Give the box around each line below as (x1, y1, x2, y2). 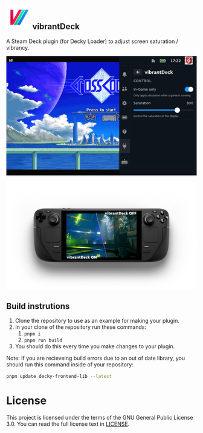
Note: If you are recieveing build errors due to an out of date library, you (6, 354, 185, 362)
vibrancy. (6, 44, 30, 51)
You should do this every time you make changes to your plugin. (14, 343, 175, 350)
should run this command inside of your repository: (6, 361, 134, 368)
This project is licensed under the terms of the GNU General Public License (6, 414, 193, 421)
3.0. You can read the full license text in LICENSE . (6, 420, 130, 428)
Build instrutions (6, 301, 70, 311)
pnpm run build (24, 337, 62, 344)
